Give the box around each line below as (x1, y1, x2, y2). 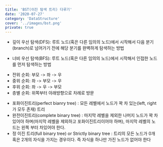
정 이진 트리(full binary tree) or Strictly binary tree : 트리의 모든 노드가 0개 (12, 131, 156, 136)
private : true (5, 25, 34, 30)
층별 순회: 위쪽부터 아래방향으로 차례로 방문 (12, 90, 94, 96)
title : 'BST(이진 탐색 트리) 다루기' (5, 7, 72, 12)
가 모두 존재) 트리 (12, 106, 45, 112)
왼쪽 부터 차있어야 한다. (21, 125, 66, 131)
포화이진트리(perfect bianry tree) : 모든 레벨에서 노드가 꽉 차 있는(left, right (12, 100, 157, 106)
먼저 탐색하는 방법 (17, 62, 52, 67)
